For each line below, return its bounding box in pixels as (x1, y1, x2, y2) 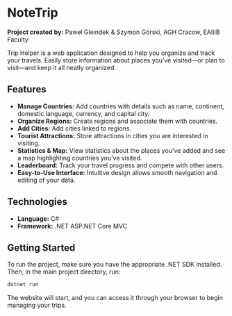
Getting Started (7, 242, 76, 253)
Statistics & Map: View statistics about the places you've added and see (17, 146, 226, 154)
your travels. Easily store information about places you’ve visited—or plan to (7, 56, 225, 64)
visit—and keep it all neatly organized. (7, 63, 117, 72)
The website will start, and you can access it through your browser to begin (7, 294, 224, 302)
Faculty (7, 35, 29, 43)
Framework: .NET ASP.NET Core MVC (17, 222, 128, 230)
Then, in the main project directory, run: (7, 267, 121, 276)
